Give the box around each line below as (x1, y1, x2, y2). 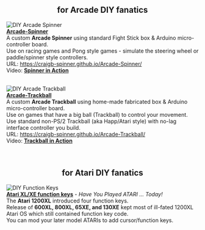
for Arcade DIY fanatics (57, 5, 148, 15)
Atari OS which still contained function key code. (6, 210, 129, 217)
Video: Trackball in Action (6, 137, 73, 144)
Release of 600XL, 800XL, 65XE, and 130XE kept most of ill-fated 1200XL (6, 203, 194, 210)
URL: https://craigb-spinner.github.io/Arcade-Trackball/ (6, 130, 145, 138)
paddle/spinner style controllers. (6, 53, 88, 61)
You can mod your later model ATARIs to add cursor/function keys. (6, 217, 174, 224)
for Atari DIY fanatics (62, 168, 143, 178)
